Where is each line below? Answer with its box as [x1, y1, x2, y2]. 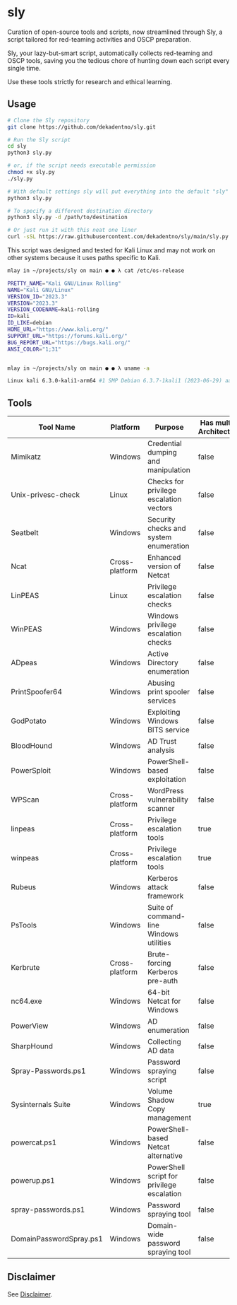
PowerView [11, 1021, 49, 1031]
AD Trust [147, 737, 177, 747]
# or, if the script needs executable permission [7, 162, 157, 170]
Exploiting [147, 708, 181, 718]
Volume [147, 1087, 173, 1096]
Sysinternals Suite [11, 1100, 71, 1110]
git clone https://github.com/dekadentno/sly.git [7, 123, 157, 131]
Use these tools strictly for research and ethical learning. [7, 77, 173, 86]
